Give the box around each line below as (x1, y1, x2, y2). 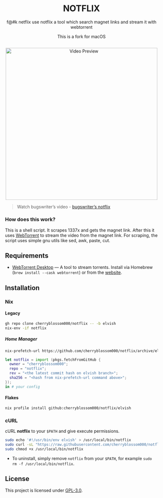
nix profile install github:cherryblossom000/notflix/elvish (5, 406, 131, 410)
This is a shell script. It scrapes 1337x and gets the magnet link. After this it (5, 227, 155, 233)
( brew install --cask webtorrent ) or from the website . (12, 269, 122, 275)
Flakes (5, 395, 19, 401)
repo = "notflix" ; (9, 366, 47, 371)
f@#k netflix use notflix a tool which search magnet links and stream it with (6, 19, 157, 25)
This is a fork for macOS (57, 34, 106, 39)
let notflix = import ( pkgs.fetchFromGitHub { (5, 357, 101, 362)
